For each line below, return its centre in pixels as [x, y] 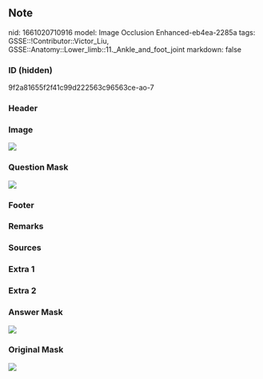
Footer [21, 205]
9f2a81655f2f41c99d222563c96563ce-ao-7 [81, 88]
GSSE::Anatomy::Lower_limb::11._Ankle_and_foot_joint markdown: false [125, 49]
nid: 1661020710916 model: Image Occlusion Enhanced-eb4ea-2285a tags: [132, 32]
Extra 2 [22, 291]
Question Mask [38, 167]
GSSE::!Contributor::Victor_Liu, [59, 41]
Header [23, 109]
